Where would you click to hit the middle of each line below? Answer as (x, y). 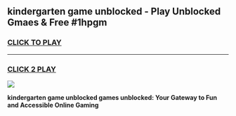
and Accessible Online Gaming (53, 105)
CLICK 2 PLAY (32, 69)
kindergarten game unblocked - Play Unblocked (114, 12)
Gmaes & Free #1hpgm (57, 23)
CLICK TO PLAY (34, 43)
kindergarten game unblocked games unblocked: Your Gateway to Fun (112, 97)
